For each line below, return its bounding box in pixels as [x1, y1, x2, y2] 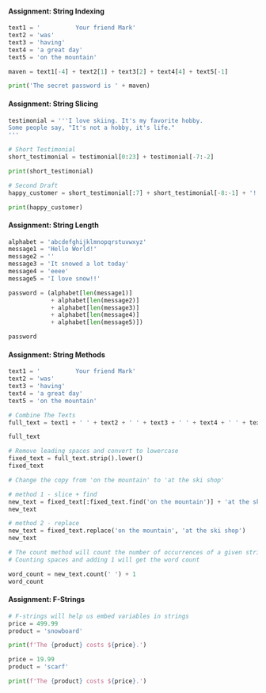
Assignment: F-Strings [8, 595, 85, 604]
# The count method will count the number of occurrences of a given [8, 549, 243, 557]
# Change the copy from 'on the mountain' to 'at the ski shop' [8, 476, 225, 484]
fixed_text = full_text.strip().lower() [8, 455, 144, 463]
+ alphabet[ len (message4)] [50, 311, 140, 319]
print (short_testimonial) [8, 167, 93, 175]
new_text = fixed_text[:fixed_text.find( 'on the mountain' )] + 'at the [8, 497, 249, 506]
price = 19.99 [8, 656, 55, 664]
